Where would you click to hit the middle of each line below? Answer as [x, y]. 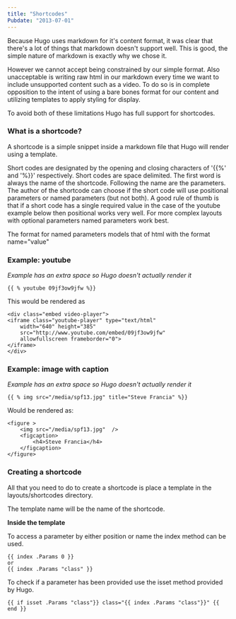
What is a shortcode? [45, 131]
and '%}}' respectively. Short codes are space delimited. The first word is [114, 175]
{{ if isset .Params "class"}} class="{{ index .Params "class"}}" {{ [113, 602]
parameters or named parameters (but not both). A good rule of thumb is [113, 198]
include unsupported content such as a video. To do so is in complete [109, 84]
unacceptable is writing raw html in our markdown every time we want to [113, 77]
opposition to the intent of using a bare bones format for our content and [113, 92]
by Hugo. [20, 589]
